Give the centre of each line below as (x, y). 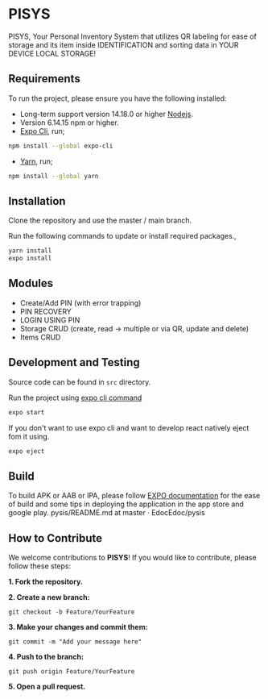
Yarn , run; (36, 161)
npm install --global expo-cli (61, 146)
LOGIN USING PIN (50, 320)
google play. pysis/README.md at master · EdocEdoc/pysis (107, 513)
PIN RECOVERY (46, 311)
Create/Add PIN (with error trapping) (80, 302)
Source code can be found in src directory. (80, 382)
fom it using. (29, 436)
